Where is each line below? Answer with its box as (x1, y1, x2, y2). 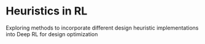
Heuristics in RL (6, 4, 88, 18)
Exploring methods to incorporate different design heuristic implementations (6, 24, 199, 31)
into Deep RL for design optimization (6, 30, 98, 37)
